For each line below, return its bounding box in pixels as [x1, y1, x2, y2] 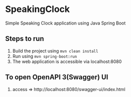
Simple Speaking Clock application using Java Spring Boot [5, 20, 126, 26]
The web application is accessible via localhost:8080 [12, 58, 122, 64]
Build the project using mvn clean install [12, 47, 98, 53]
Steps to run [5, 34, 44, 43]
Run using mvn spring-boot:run [12, 53, 77, 59]
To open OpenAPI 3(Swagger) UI [5, 73, 108, 81]
